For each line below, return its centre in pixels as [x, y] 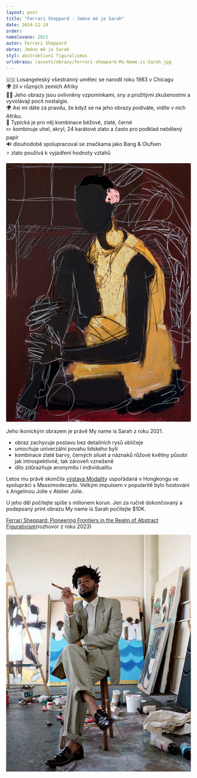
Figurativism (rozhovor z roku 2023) [49, 526]
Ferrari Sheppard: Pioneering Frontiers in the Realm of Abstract [82, 520]
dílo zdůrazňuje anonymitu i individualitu [63, 467]
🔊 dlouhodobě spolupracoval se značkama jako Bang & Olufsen [84, 144]
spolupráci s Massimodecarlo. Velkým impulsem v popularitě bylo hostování [98, 485]
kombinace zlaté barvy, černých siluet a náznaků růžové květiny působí [101, 455]
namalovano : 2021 [27, 37]
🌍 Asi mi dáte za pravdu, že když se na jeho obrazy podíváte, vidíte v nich [96, 107]
